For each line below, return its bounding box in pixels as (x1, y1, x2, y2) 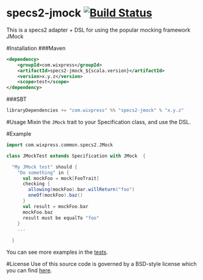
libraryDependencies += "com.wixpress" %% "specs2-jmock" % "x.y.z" (6, 107, 184, 114)
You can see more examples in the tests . (6, 248, 109, 256)
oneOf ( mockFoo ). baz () (28, 192, 84, 198)
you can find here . (6, 267, 52, 274)
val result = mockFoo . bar (22, 203, 88, 209)
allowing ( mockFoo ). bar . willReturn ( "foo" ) (28, 186, 135, 193)
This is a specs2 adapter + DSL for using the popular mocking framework (6, 26, 191, 33)
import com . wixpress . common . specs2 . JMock (6, 142, 113, 149)
